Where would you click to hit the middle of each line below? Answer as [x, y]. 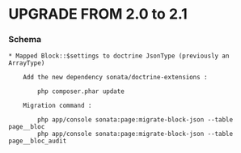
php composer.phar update [81, 91]
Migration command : [57, 106]
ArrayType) [27, 63]
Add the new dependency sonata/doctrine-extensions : [115, 78]
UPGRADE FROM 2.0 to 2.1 [98, 14]
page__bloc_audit [38, 141]
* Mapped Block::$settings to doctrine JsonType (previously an [119, 56]
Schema [25, 40]
